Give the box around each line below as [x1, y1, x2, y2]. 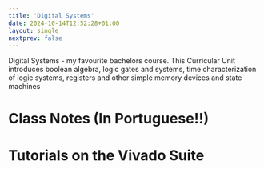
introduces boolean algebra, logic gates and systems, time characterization [8, 65, 257, 74]
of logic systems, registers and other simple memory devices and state [8, 73, 242, 82]
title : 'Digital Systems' [8, 11, 94, 20]
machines [8, 82, 41, 91]
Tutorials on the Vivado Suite [8, 146, 205, 164]
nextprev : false [8, 34, 62, 42]
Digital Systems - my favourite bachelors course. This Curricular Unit [8, 56, 236, 66]
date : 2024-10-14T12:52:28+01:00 [8, 19, 120, 27]
